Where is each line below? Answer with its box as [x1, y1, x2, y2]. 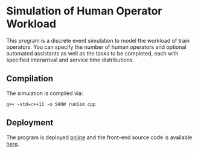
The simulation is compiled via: [6, 89, 83, 97]
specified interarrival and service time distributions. [6, 56, 135, 63]
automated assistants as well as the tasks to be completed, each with [6, 49, 179, 57]
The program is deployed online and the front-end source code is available [6, 134, 193, 141]
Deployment [6, 117, 54, 128]
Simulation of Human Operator [6, 4, 162, 18]
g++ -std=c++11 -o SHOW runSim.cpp [6, 101, 96, 107]
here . [6, 140, 19, 147]
